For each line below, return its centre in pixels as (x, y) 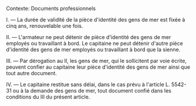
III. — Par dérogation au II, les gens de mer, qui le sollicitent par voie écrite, (96, 61)
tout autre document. (32, 73)
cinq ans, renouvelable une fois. (45, 26)
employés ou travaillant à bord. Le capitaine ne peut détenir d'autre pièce (94, 43)
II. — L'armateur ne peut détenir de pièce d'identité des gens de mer (89, 37)
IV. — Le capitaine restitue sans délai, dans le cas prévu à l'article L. (88, 84)
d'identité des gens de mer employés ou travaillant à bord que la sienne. (93, 50)
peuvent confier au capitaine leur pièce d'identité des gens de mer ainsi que (98, 67)
